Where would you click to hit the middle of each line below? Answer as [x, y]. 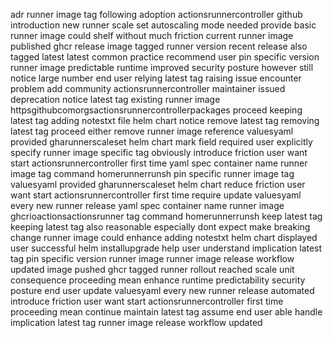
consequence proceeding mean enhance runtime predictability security [158, 280]
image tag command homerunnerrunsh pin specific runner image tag [152, 173]
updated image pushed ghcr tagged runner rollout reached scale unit [152, 269]
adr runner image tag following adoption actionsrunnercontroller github [156, 14]
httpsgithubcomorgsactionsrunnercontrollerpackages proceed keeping [156, 110]
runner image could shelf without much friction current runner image [152, 35]
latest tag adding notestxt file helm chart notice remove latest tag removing [165, 120]
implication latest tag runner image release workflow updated [136, 322]
